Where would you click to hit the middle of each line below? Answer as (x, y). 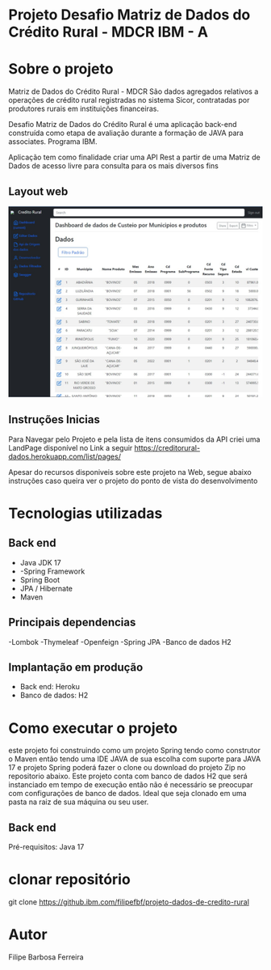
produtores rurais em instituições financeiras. (84, 109)
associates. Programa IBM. (53, 142)
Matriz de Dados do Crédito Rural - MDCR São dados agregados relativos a (133, 91)
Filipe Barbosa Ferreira (46, 957)
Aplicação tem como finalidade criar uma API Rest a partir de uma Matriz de (134, 157)
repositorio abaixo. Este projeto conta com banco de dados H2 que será (128, 776)
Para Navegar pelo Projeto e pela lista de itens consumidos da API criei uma (134, 439)
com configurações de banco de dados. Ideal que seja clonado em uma (128, 794)
